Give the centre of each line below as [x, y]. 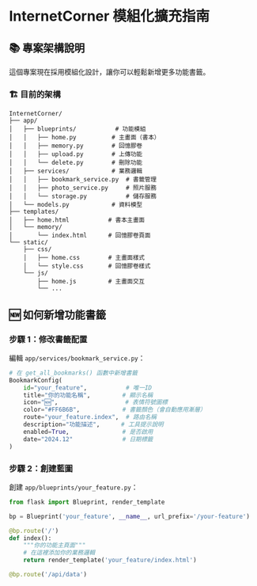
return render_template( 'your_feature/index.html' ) [110, 560]
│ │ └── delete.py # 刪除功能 [76, 163]
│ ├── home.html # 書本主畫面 [77, 220]
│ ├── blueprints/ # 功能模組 [77, 129]
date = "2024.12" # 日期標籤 [88, 439]
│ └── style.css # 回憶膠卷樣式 [87, 266]
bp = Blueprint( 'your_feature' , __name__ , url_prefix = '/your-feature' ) [129, 516]
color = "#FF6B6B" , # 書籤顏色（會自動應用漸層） [115, 410]
